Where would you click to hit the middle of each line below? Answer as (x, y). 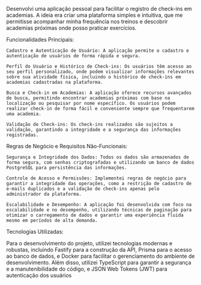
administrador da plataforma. (44, 194)
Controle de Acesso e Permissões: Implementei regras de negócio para (96, 178)
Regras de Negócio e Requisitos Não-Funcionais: (67, 146)
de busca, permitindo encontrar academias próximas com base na (88, 98)
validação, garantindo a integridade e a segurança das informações (94, 130)
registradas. (22, 135)
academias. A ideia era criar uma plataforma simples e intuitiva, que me (94, 15)
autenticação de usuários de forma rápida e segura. (73, 56)
